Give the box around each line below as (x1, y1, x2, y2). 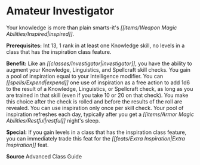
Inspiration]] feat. (6, 141, 49, 148)
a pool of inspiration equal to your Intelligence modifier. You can (6, 72, 164, 80)
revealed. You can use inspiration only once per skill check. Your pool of (6, 104, 184, 111)
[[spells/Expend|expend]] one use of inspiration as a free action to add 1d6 (6, 79, 190, 86)
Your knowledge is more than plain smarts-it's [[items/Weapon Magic (6, 24, 177, 31)
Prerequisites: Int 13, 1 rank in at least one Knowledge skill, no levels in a (6, 42, 185, 49)
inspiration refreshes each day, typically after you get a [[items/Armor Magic (6, 111, 195, 118)
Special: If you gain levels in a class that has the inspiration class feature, (6, 129, 187, 136)
